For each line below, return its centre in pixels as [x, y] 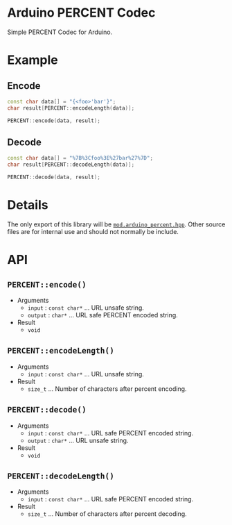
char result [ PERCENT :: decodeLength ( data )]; [71, 165]
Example [33, 60]
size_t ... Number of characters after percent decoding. [107, 514]
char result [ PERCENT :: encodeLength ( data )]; [71, 108]
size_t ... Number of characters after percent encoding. [107, 389]
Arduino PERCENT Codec [81, 13]
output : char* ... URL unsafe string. [78, 440]
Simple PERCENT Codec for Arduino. [60, 32]
